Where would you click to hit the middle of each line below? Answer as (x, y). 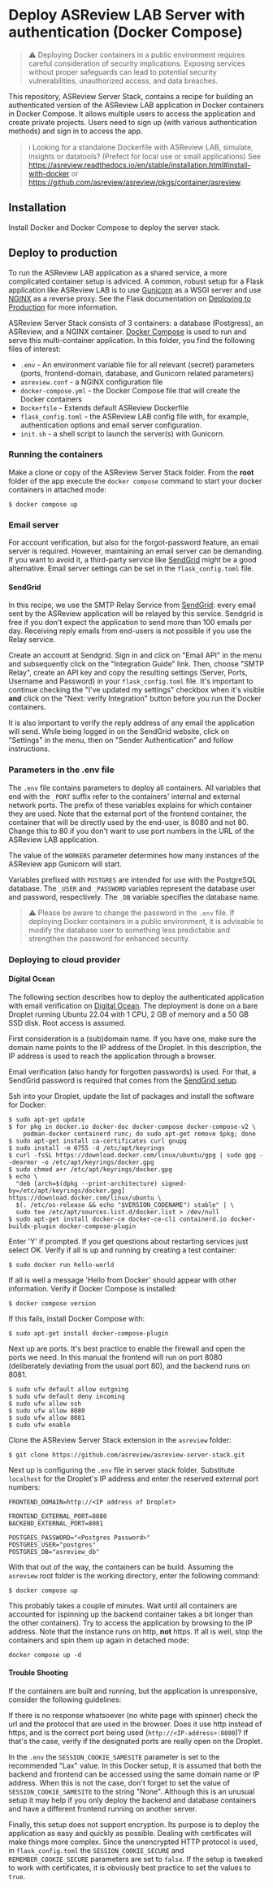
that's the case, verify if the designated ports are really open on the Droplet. (135, 1741)
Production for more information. (63, 307)
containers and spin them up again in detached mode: (99, 1640)
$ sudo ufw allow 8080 (47, 1411)
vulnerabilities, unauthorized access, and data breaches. (123, 80)
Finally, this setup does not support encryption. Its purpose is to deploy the (134, 1824)
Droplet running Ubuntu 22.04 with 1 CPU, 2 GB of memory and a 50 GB (129, 1014)
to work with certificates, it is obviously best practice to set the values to (130, 1868)
